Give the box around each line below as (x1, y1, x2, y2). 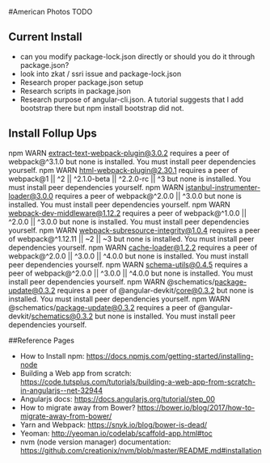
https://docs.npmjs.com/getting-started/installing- (86, 351, 255, 360)
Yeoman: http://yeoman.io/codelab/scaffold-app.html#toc (19, 428, 213, 438)
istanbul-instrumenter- (185, 182, 261, 192)
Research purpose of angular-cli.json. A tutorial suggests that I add (19, 95, 244, 104)
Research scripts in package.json (19, 86, 132, 95)
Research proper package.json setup (19, 77, 144, 87)
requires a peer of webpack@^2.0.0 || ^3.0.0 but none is (55, 191, 243, 200)
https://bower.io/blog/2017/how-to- (137, 402, 255, 412)
